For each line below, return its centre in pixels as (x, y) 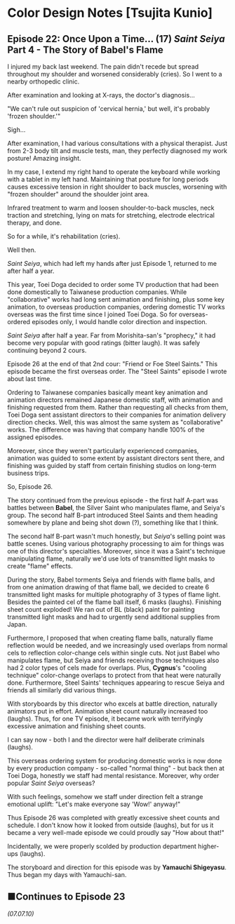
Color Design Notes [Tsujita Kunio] (110, 13)
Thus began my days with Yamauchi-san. (67, 875)
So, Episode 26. (30, 487)
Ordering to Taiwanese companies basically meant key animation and (108, 392)
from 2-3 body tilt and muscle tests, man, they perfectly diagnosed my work (117, 151)
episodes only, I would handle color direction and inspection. (119, 322)
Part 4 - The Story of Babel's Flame (85, 49)
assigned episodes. (35, 437)
